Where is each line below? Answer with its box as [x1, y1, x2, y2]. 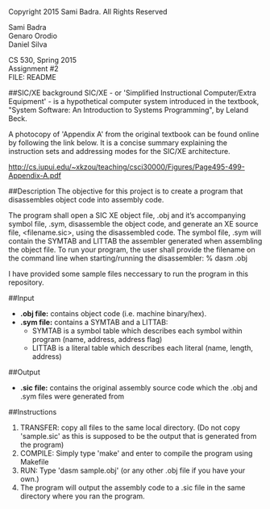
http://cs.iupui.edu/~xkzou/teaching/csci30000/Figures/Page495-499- [8, 162, 246, 172]
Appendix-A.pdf [8, 171, 62, 180]
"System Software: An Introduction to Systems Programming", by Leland [8, 105, 248, 115]
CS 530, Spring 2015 [8, 56, 77, 65]
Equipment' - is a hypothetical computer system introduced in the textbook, [8, 97, 260, 106]
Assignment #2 [8, 64, 59, 73]
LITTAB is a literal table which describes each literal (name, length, [31, 343, 254, 353]
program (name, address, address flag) [31, 335, 163, 344]
